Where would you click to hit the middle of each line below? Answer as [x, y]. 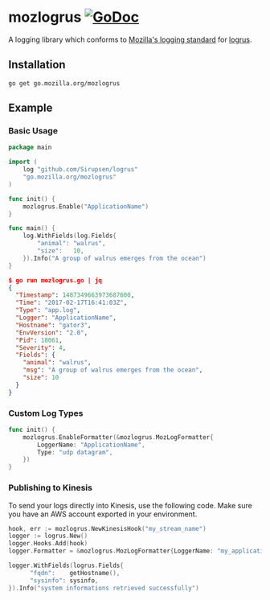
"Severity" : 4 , [41, 347]
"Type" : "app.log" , [48, 310]
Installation [37, 65]
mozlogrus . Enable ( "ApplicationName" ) [86, 206]
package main [30, 148]
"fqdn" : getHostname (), [75, 573]
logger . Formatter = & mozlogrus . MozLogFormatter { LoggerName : [111, 551]
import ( [23, 162]
